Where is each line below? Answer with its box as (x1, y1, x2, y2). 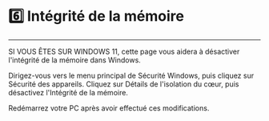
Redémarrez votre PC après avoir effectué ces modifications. (8, 103, 210, 113)
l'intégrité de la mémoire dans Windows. (8, 54, 142, 65)
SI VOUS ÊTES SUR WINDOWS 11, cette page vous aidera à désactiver (8, 46, 240, 56)
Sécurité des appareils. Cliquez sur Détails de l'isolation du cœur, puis (8, 79, 239, 89)
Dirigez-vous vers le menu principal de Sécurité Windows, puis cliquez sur (8, 71, 255, 80)
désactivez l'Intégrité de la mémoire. (8, 87, 128, 97)
